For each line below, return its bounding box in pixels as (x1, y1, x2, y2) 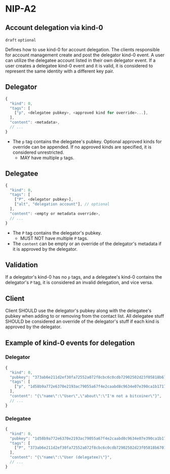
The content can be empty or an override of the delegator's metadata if (12, 241, 162, 247)
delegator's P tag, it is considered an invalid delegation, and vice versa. (5, 280, 153, 286)
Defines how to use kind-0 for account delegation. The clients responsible (5, 47, 160, 52)
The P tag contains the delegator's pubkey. (12, 229, 102, 236)
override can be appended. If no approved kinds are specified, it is (12, 144, 152, 150)
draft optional (5, 38, 36, 43)
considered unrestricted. (12, 149, 64, 155)
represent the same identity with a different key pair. (5, 68, 114, 74)
